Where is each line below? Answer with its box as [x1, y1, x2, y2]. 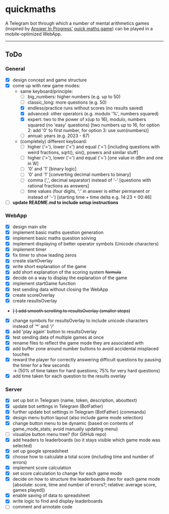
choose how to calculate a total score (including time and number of [12, 454, 154, 460]
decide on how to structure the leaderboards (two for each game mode [12, 476, 160, 482]
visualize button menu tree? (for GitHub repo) [12, 431, 107, 437]
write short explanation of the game [12, 264, 87, 270]
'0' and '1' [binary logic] [27, 166, 77, 172]
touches [12, 351, 30, 357]
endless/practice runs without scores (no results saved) [27, 105, 143, 111]
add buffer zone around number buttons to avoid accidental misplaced [12, 345, 159, 351]
